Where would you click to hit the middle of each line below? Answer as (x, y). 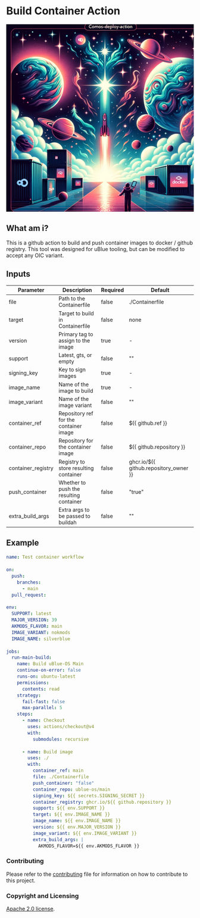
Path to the (72, 299)
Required (112, 290)
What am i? (27, 228)
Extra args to (74, 510)
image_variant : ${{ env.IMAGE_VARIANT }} (85, 833)
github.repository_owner (159, 468)
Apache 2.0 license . (31, 909)
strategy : (29, 695)
